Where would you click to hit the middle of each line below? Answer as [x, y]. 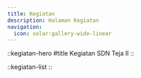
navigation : [25, 27]
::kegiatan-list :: [30, 67]
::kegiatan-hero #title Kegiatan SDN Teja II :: [71, 53]
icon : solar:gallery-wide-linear [63, 33]
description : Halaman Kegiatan [53, 20]
